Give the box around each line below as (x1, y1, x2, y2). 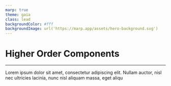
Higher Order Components (5, 48, 120, 60)
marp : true (5, 7, 28, 13)
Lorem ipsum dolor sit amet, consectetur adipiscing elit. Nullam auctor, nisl (5, 69, 162, 76)
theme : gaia (5, 12, 31, 17)
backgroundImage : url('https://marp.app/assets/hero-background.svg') (5, 26, 158, 31)
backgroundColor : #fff (5, 21, 53, 27)
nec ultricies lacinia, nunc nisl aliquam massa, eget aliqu (5, 75, 123, 81)
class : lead (5, 17, 31, 22)
